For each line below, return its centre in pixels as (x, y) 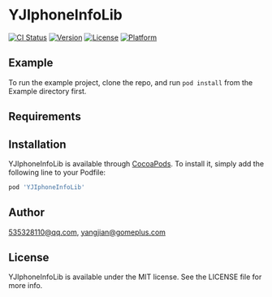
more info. (26, 286)
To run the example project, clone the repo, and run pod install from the (131, 82)
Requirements (45, 116)
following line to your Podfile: (57, 172)
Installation (37, 144)
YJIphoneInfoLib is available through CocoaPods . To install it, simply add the (136, 163)
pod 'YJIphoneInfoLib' (47, 187)
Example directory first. (47, 91)
